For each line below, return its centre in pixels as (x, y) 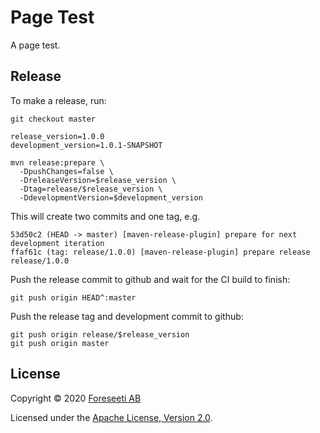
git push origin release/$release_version (100, 334)
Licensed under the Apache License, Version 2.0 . (111, 417)
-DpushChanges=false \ (66, 171)
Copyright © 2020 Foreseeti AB (76, 398)
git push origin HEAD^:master (73, 297)
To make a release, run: (58, 100)
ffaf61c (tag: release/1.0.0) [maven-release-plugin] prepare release (160, 252)
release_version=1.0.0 (57, 136)
